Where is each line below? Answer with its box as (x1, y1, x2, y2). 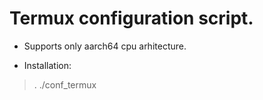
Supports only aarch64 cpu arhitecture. (23, 40, 187, 52)
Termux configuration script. (9, 7, 254, 30)
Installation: (23, 59, 72, 71)
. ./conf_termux (33, 78, 97, 91)
